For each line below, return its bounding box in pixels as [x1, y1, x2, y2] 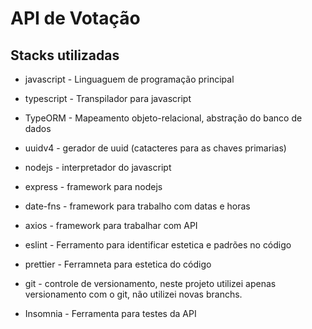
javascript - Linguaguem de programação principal [24, 73, 235, 85]
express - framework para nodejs [24, 181, 163, 192]
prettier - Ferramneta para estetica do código [24, 258, 212, 270]
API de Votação [10, 7, 141, 30]
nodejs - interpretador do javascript [24, 162, 172, 173]
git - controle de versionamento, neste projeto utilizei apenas [24, 278, 277, 289]
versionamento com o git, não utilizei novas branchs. [24, 288, 243, 300]
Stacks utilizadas [10, 47, 120, 64]
